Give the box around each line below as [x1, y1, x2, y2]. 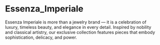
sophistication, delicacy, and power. [5, 34, 77, 40]
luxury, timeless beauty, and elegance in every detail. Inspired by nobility [5, 24, 152, 30]
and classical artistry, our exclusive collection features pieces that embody [5, 29, 155, 35]
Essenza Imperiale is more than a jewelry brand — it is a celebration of [5, 19, 147, 25]
